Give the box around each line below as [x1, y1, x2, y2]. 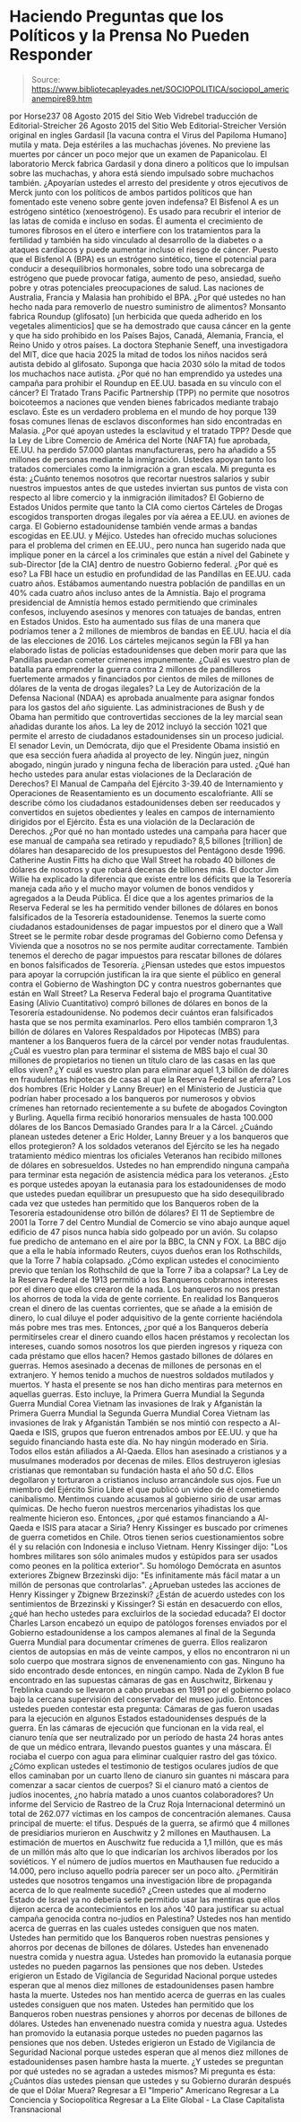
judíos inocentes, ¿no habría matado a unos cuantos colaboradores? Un [9, 1789, 275, 1800]
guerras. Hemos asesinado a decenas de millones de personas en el [9, 1360, 262, 1371]
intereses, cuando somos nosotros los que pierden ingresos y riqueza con [9, 1340, 283, 1352]
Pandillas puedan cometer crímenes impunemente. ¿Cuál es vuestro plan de [9, 653, 291, 665]
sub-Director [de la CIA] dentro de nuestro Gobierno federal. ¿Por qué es [9, 558, 279, 569]
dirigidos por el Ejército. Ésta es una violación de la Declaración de [9, 816, 255, 827]
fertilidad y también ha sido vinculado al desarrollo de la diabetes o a [9, 234, 263, 245]
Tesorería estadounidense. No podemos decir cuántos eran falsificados [9, 1007, 274, 1018]
